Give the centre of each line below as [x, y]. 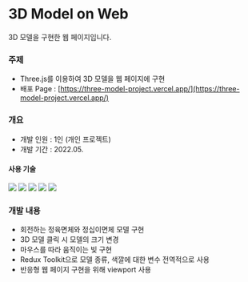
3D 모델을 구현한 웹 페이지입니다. [60, 37]
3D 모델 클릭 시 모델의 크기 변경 [69, 240]
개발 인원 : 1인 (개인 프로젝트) [66, 139]
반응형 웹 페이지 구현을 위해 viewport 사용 [86, 270]
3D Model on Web [68, 14]
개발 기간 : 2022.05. [52, 149]
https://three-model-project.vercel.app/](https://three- [150, 89]
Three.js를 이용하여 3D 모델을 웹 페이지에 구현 [92, 79]
